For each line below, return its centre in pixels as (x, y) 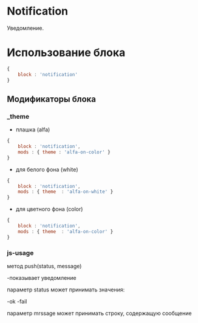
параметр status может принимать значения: (66, 290)
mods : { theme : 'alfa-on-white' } (66, 192)
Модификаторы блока (52, 99)
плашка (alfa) (33, 130)
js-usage (20, 252)
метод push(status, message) (44, 266)
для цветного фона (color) (49, 209)
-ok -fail (17, 301)
